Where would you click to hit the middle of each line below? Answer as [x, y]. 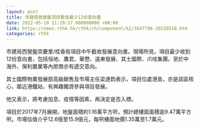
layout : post [22, 12]
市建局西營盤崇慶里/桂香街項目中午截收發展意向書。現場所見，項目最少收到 [99, 52]
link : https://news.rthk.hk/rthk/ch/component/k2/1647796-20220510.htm [97, 28]
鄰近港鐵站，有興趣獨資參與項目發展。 [63, 86]
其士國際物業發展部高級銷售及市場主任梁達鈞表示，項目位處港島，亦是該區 [97, 79]
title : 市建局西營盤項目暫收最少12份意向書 [54, 17]
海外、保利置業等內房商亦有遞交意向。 [53, 67]
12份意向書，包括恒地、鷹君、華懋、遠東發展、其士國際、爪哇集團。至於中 [98, 59]
